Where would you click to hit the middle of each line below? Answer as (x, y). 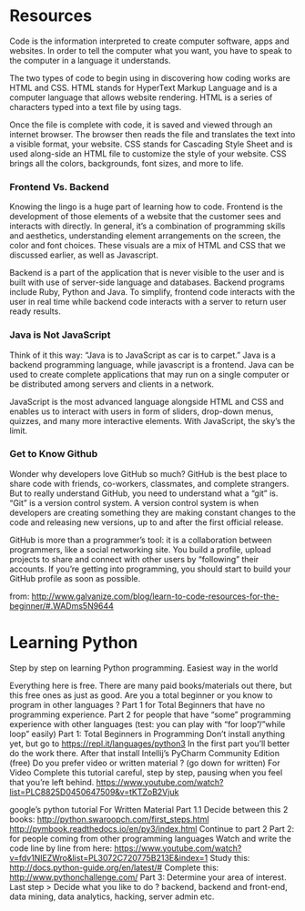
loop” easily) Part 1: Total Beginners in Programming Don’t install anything (147, 734)
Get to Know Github (54, 454)
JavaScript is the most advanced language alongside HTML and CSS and (147, 401)
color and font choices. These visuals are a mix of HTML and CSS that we (147, 246)
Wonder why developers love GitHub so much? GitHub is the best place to (148, 473)
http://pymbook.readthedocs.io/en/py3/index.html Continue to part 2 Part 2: (152, 828)
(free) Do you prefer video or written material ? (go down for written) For (145, 763)
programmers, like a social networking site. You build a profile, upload (140, 549)
